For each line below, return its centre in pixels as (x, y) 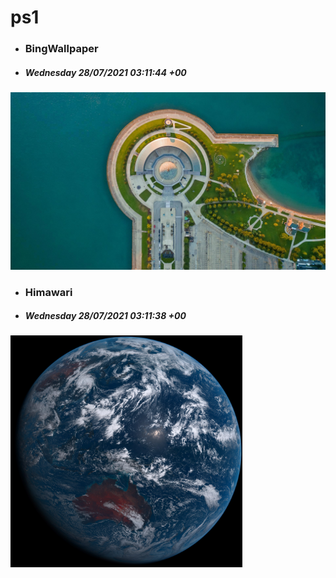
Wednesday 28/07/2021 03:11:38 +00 (105, 316)
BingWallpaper (61, 49)
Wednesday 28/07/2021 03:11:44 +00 (105, 72)
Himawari (48, 292)
